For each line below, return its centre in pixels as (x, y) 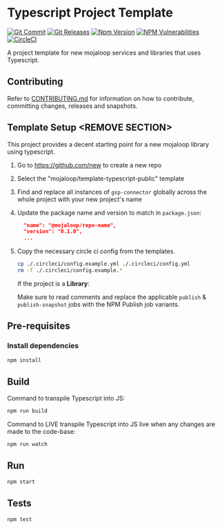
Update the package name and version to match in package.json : (109, 212)
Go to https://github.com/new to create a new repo (89, 165)
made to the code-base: (41, 432)
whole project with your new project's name (80, 199)
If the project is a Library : (53, 283)
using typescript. (31, 152)
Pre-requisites (39, 326)
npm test (20, 519)
